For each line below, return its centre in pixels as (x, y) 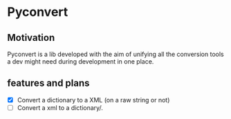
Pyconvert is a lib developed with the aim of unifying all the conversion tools (115, 54)
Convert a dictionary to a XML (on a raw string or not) (93, 100)
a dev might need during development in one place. (81, 62)
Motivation (31, 38)
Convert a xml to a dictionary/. (60, 107)
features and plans (48, 83)
